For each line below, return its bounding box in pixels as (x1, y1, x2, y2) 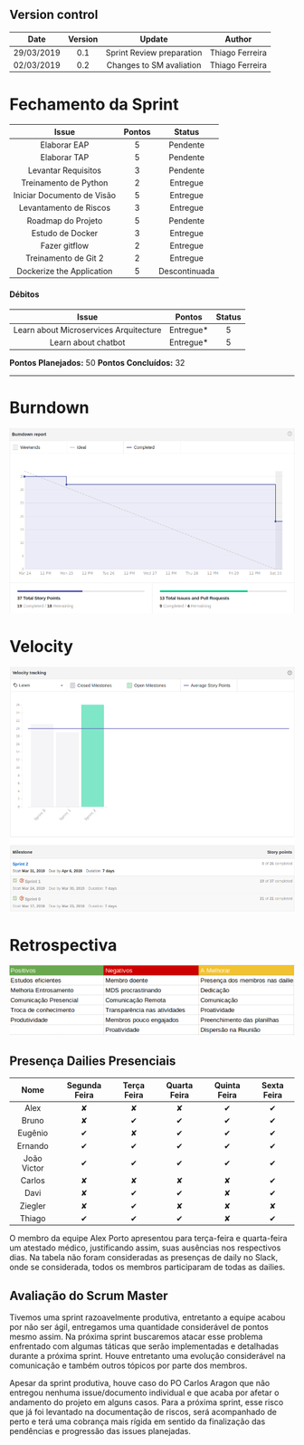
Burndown (9, 397, 90, 417)
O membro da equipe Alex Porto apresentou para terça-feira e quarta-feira (9, 1233, 288, 1244)
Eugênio (17, 1127, 48, 1139)
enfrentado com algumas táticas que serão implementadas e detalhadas (9, 1341, 279, 1352)
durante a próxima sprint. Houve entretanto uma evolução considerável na (9, 1351, 287, 1362)
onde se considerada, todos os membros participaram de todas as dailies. (9, 1262, 286, 1273)
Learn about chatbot (49, 337, 126, 348)
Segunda (66, 1079, 102, 1090)
